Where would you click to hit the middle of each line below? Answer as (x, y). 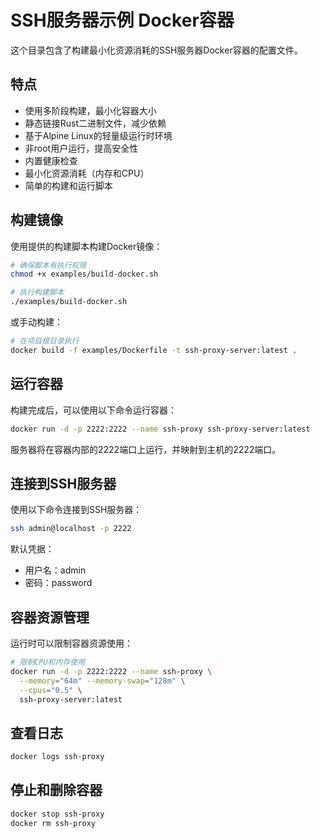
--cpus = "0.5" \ (51, 690)
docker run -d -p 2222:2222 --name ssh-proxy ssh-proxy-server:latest (160, 429)
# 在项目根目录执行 (45, 341)
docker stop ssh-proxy (57, 814)
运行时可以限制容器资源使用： (71, 643)
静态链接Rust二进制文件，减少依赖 (95, 123)
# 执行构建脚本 (37, 292)
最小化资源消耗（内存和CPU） (87, 173)
